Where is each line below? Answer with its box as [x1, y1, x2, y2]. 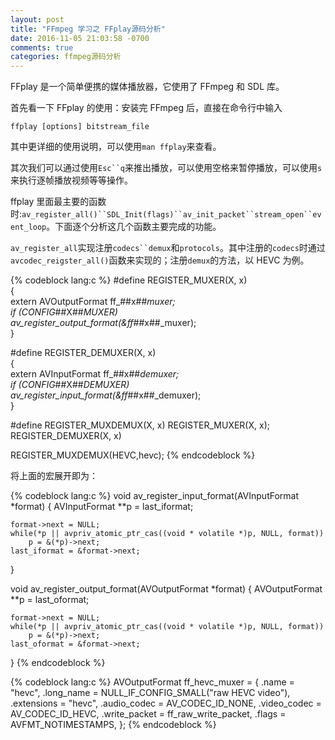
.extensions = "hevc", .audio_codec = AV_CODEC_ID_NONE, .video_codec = [10, 697, 322, 710]
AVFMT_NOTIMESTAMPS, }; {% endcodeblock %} [10, 719, 217, 731]
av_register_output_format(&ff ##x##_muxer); [10, 317, 197, 329]
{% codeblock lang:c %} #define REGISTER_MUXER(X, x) [10, 274, 248, 286]
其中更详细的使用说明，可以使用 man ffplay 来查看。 [10, 141, 222, 153]
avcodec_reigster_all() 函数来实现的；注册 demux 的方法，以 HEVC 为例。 [10, 254, 310, 266]
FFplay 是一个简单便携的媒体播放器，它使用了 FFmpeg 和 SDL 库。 [10, 81, 285, 93]
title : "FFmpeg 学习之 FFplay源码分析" [10, 24, 166, 34]
